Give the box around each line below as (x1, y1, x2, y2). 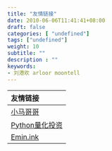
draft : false (7, 23, 46, 30)
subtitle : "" (7, 50, 46, 57)
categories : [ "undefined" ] (7, 30, 90, 37)
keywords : (7, 63, 37, 70)
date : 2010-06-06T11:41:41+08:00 (7, 17, 106, 24)
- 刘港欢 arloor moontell (7, 69, 80, 76)
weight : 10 (7, 43, 39, 50)
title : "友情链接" (7, 10, 58, 18)
